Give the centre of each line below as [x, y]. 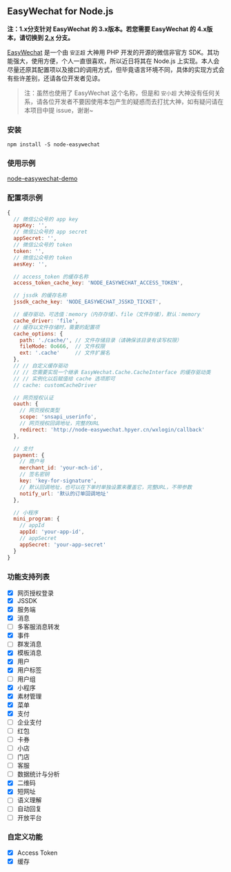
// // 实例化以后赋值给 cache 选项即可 [64, 379]
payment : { [29, 455]
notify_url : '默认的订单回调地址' [64, 494]
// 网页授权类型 [40, 411]
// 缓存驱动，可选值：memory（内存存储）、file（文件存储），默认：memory [107, 315]
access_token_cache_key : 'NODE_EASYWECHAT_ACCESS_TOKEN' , [99, 283]
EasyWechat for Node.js [60, 11]
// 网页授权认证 [33, 398]
